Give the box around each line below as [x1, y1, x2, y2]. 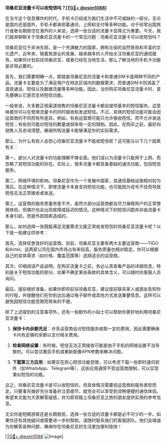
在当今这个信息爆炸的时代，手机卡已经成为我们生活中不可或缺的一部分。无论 [5, 15, 161, 21]
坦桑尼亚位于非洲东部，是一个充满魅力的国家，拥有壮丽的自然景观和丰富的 [5, 45, 157, 50]
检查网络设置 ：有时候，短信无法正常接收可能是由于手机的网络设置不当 [12, 342, 156, 348]
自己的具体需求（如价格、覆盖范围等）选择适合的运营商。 [5, 253, 122, 258]
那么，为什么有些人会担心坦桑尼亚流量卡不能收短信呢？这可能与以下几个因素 [5, 138, 161, 144]
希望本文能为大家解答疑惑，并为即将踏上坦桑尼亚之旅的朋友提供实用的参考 [5, 394, 157, 400]
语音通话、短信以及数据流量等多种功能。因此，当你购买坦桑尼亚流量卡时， [5, 86, 157, 92]
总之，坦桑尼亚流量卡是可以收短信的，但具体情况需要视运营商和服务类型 [5, 382, 152, 388]
